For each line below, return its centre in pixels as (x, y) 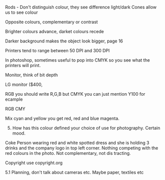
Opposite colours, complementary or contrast (51, 22)
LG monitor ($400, (24, 84)
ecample (14, 99)
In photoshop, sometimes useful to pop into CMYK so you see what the (78, 60)
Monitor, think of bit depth (32, 75)
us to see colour (21, 12)
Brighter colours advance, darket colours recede (55, 31)
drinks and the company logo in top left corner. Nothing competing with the (82, 148)
